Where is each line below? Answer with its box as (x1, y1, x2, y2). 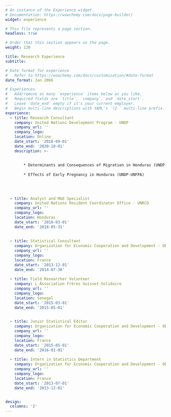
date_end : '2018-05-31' (14, 224, 65, 230)
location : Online (14, 134, 51, 139)
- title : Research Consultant (10, 115, 74, 120)
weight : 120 (5, 45, 31, 50)
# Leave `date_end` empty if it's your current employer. (5, 101, 136, 106)
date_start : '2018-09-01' (14, 139, 70, 144)
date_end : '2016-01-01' (14, 348, 65, 353)
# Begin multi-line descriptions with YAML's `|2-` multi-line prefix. (5, 106, 165, 111)
